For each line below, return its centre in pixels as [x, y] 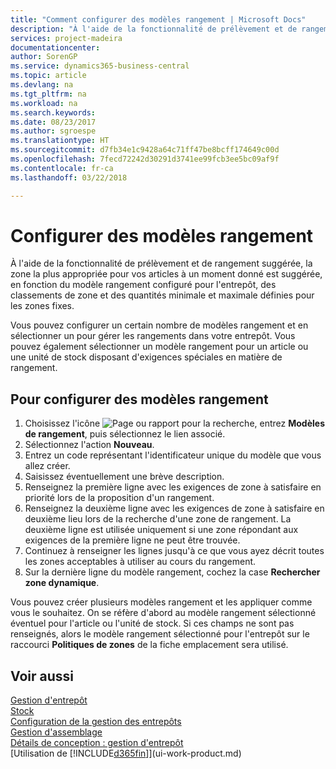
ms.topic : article [48, 76]
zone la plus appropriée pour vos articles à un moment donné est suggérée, [166, 274]
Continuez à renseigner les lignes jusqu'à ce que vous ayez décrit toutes [174, 551]
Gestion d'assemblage [56, 732]
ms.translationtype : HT [60, 141]
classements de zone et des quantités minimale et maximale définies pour [162, 295]
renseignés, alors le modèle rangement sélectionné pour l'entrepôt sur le [160, 634]
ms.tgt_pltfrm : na [48, 94]
